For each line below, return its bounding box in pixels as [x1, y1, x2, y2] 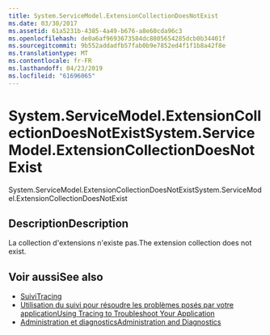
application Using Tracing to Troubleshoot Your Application [19, 308, 216, 319]
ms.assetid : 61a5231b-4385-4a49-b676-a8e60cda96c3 [8, 27, 183, 35]
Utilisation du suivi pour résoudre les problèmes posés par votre [19, 300, 234, 310]
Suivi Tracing [19, 291, 62, 301]
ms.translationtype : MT [8, 49, 89, 57]
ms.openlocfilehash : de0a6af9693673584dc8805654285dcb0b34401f [8, 34, 226, 43]
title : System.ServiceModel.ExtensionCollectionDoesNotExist [8, 11, 219, 20]
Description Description [8, 216, 129, 230]
